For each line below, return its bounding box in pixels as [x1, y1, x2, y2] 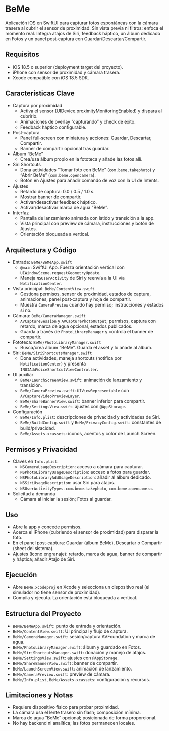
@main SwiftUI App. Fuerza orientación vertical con [20, 264, 125, 270]
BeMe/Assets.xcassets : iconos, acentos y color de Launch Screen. [20, 431, 157, 437]
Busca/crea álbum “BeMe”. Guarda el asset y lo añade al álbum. [20, 345, 153, 351]
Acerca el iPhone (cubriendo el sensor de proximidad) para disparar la [12, 529, 159, 535]
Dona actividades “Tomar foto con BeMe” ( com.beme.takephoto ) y [20, 167, 155, 173]
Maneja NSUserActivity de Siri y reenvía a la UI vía [20, 275, 125, 281]
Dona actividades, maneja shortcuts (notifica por [20, 355, 122, 361]
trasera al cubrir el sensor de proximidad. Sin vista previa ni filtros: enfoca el [5, 25, 164, 31]
